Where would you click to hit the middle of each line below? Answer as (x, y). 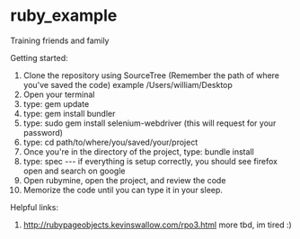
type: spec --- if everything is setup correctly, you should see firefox (150, 161)
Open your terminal (59, 94)
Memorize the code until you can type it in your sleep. (123, 190)
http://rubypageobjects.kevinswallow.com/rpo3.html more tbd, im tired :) (158, 225)
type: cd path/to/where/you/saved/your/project (110, 142)
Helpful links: (35, 207)
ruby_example (64, 16)
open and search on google (74, 171)
